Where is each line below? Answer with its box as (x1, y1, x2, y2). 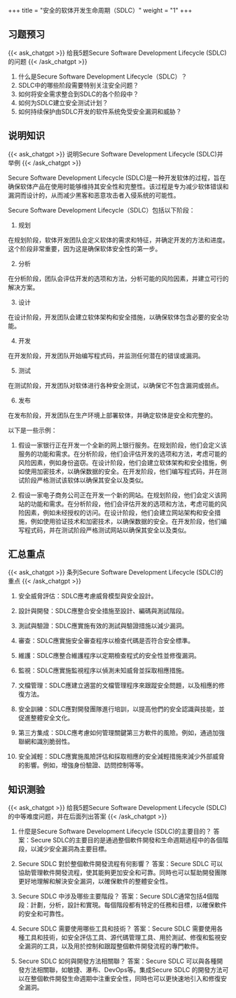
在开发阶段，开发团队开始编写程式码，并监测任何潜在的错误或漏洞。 (8, 351, 204, 360)
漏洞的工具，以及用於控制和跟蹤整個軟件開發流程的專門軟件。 (24, 942, 202, 950)
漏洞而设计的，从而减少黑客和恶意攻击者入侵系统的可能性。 (8, 191, 180, 199)
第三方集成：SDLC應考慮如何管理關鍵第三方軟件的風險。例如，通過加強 (18, 729, 225, 737)
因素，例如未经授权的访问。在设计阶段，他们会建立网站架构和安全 (24, 508, 215, 517)
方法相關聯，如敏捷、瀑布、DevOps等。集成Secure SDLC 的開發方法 (24, 966, 223, 974)
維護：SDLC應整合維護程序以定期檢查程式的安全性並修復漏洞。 (18, 652, 200, 660)
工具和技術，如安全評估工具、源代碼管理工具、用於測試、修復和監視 (24, 933, 221, 942)
